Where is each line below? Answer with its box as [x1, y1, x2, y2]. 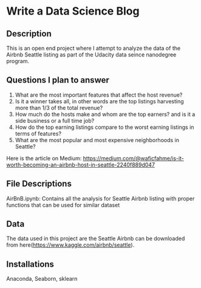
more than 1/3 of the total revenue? [15, 104, 103, 111]
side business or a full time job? [15, 117, 95, 124]
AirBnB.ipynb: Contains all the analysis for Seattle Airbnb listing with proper [6, 194, 195, 202]
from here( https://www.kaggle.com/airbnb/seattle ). [6, 241, 135, 249]
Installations [6, 259, 55, 269]
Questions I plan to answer [6, 75, 109, 86]
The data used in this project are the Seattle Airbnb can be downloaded [6, 235, 185, 242]
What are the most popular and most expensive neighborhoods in [15, 136, 180, 143]
